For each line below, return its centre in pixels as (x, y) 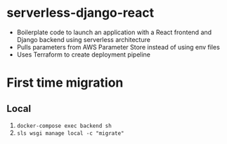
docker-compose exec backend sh (64, 126)
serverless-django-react (80, 13)
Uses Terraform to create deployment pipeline (84, 55)
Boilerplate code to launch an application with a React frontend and (114, 32)
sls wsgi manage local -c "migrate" (70, 133)
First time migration (65, 83)
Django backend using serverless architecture (83, 39)
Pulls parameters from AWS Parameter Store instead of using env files (118, 47)
